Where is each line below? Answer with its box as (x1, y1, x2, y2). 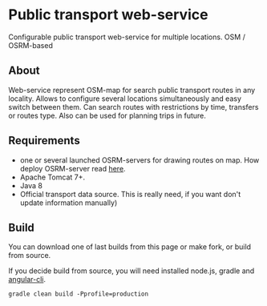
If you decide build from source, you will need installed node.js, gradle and (8, 266, 255, 276)
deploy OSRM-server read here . (19, 163, 126, 173)
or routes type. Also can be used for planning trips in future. (8, 111, 207, 120)
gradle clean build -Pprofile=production (8, 290, 149, 298)
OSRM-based (8, 40, 54, 50)
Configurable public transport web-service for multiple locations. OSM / (8, 32, 246, 42)
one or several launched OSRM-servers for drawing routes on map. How (19, 155, 260, 165)
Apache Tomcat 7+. (19, 172, 86, 182)
